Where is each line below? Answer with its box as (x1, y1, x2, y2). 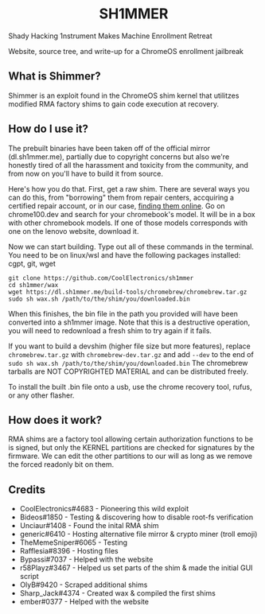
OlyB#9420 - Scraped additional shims (19, 580, 148, 589)
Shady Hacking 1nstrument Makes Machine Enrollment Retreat (8, 31, 212, 41)
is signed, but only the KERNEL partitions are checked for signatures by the (8, 443, 255, 453)
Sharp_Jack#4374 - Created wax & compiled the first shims (19, 589, 216, 598)
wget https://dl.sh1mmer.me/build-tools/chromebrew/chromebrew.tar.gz (8, 288, 247, 296)
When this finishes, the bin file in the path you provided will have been (8, 309, 239, 318)
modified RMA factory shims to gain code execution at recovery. (8, 99, 220, 108)
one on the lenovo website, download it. (8, 226, 139, 235)
